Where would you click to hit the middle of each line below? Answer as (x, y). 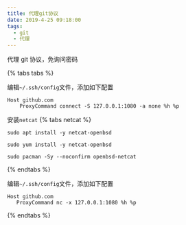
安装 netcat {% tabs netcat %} (49, 120)
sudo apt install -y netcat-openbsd (59, 133)
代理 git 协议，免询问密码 (43, 60)
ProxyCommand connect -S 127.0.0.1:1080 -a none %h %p (100, 106)
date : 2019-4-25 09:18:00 (44, 20)
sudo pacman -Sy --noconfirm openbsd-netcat (72, 157)
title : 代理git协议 (33, 13)
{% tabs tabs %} (31, 73)
